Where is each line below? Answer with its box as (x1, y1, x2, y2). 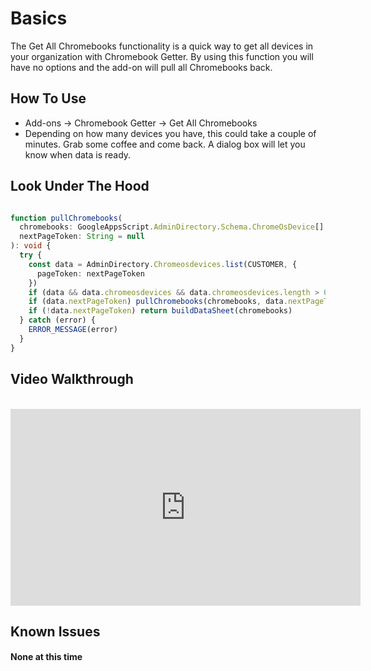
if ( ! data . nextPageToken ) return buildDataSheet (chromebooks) (28, 306, 293, 316)
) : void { (10, 241, 52, 251)
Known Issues (10, 623, 101, 640)
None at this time (10, 651, 83, 663)
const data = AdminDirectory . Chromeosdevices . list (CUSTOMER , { (28, 259, 298, 269)
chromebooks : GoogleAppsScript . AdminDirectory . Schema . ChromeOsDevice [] (19, 222, 325, 232)
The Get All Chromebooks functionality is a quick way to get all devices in (10, 40, 314, 52)
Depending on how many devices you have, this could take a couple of (24, 127, 317, 139)
